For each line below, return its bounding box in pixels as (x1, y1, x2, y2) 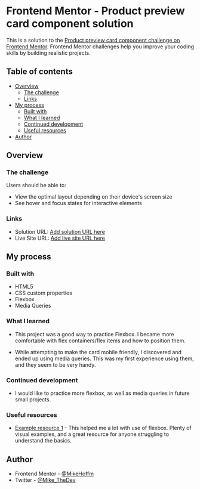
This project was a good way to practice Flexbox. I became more (14, 330, 174, 338)
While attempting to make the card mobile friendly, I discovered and (14, 348, 182, 355)
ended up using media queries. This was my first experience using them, (14, 355, 194, 362)
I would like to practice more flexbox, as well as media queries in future (14, 389, 190, 397)
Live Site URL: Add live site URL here (14, 234, 106, 242)
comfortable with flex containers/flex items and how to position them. (14, 337, 186, 344)
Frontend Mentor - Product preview (6, 4, 185, 18)
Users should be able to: (6, 182, 67, 189)
